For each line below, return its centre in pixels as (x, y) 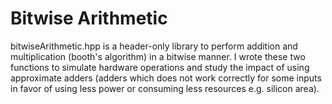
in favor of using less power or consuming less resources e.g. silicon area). (165, 88)
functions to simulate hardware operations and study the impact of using (160, 67)
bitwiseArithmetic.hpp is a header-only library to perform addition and (154, 46)
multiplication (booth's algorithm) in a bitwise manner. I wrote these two (158, 56)
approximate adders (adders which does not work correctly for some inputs (166, 78)
